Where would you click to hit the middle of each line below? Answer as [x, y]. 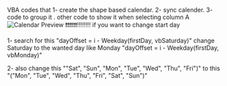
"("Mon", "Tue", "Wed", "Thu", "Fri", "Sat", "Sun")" [78, 75]
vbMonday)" [25, 55]
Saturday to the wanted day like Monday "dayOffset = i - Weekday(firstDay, [113, 48]
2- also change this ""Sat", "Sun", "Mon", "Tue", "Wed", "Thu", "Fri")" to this [113, 68]
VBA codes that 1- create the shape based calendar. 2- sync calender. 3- [110, 10]
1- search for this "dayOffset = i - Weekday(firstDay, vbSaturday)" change [111, 41]
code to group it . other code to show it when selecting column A [98, 17]
